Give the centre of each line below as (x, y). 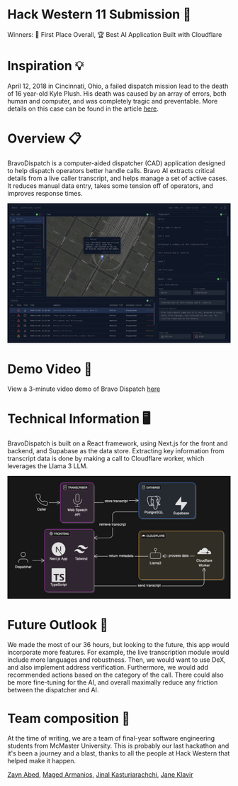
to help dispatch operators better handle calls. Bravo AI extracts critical (111, 170)
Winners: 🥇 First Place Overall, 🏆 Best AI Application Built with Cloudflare (115, 34)
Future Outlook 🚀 (58, 625)
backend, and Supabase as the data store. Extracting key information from (116, 450)
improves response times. (45, 193)
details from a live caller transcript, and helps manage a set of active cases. (118, 178)
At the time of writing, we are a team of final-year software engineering (111, 738)
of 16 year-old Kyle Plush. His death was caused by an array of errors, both (117, 93)
